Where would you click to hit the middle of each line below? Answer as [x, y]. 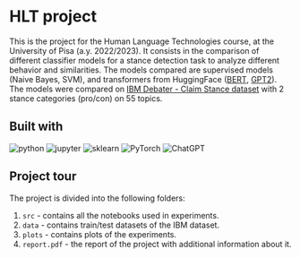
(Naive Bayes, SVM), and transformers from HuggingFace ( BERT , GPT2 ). [143, 79]
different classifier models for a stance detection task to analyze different [145, 60]
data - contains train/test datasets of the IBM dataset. [121, 225]
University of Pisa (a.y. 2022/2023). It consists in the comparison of [134, 50]
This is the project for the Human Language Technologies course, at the [142, 41]
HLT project [53, 17]
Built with [36, 127]
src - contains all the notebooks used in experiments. [120, 215]
